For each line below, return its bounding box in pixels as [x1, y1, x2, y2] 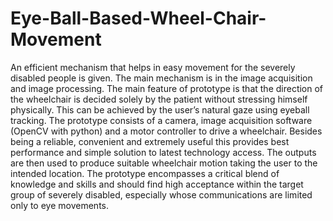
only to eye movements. [10, 199, 109, 211]
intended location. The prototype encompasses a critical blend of [10, 167, 280, 179]
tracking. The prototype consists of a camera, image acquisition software [10, 114, 313, 126]
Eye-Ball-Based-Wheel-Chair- [10, 7, 267, 30]
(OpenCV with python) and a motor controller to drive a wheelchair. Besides [10, 125, 323, 137]
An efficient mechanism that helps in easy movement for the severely [10, 61, 296, 73]
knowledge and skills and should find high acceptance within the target [10, 178, 304, 190]
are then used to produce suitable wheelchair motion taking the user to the [10, 157, 318, 169]
